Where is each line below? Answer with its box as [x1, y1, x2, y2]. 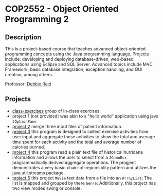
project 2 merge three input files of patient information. [12, 123, 123, 129]
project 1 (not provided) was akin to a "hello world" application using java [12, 113, 159, 119]
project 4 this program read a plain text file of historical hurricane [12, 149, 143, 155]
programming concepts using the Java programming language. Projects [5, 51, 149, 57]
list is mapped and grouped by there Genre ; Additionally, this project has [12, 180, 156, 186]
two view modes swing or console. [12, 185, 82, 191]
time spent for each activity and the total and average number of [12, 139, 142, 145]
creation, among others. [5, 72, 54, 77]
